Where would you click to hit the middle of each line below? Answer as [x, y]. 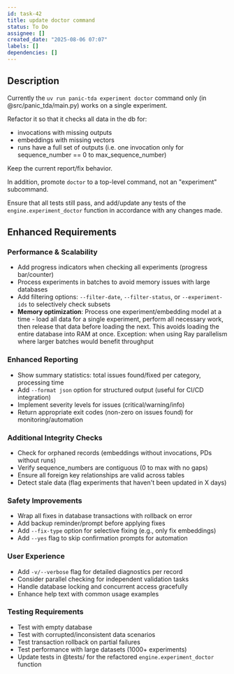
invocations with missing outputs [65, 132]
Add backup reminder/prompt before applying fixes [91, 523]
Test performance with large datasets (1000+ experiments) [102, 649]
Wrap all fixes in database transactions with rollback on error [105, 516]
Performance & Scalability [52, 252]
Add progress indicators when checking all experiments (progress [112, 267]
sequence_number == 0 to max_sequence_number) [92, 155]
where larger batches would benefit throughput [85, 342]
